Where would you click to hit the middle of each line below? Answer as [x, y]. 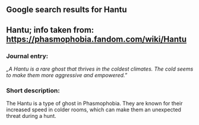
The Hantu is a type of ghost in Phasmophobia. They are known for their [94, 104]
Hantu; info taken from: [50, 30]
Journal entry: [27, 56]
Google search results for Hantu [67, 10]
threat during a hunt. [31, 116]
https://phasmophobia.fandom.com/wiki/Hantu [97, 39]
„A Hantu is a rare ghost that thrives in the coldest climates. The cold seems [100, 69]
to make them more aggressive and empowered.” [67, 75]
